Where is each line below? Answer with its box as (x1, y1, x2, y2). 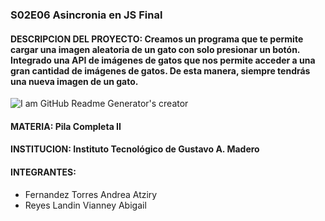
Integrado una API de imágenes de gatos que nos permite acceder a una (10, 54, 316, 66)
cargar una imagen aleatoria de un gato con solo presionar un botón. (10, 43, 301, 55)
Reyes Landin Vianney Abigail (24, 199, 147, 211)
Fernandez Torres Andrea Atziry (24, 188, 158, 200)
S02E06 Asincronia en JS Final (10, 8, 163, 22)
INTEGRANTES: (10, 166, 77, 178)
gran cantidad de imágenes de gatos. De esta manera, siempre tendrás (10, 64, 311, 77)
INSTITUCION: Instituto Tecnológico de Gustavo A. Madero (10, 143, 260, 155)
